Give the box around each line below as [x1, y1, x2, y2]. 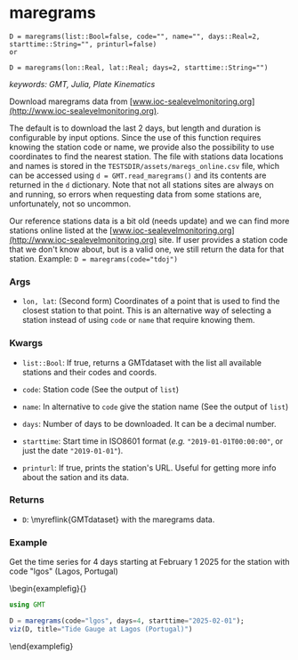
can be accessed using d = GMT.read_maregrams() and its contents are [9, 170, 267, 181]
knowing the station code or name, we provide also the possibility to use [9, 141, 275, 152]
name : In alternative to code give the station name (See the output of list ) [21, 401, 289, 412]
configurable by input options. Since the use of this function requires [9, 132, 262, 142]
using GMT [9, 600, 46, 609]
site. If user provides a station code [158, 234, 288, 245]
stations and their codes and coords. [21, 366, 157, 377]
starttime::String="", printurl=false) [9, 39, 157, 49]
